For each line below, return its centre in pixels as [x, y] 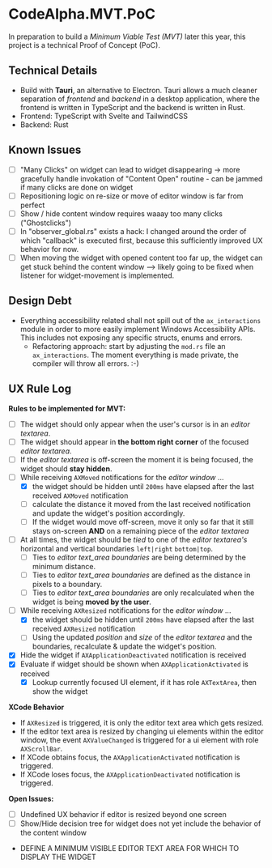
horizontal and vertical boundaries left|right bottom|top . [116, 549]
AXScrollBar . [41, 748]
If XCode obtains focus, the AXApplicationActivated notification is [130, 757]
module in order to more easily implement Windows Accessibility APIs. [138, 329]
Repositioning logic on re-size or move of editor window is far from [132, 196]
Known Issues [45, 150]
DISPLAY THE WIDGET [58, 857]
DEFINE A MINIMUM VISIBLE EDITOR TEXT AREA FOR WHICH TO [130, 848]
